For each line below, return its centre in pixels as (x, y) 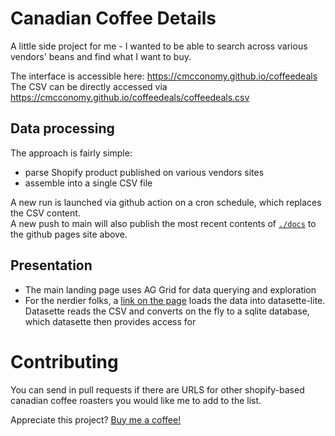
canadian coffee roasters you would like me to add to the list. (136, 400)
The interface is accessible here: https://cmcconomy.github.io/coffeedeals (164, 76)
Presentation (51, 265)
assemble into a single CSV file (88, 183)
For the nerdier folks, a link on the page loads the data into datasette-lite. (175, 300)
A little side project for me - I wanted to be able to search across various (159, 46)
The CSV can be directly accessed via (89, 86)
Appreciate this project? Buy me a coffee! (96, 419)
